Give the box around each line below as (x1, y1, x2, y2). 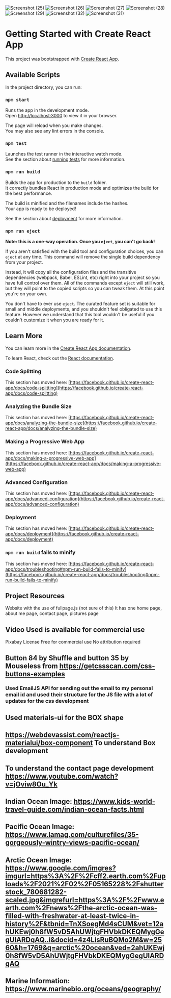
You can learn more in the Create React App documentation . (5, 345, 132, 351)
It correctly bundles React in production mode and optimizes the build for (5, 185, 159, 191)
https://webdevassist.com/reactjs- (5, 731, 120, 739)
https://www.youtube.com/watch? (5, 772, 119, 780)
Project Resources (5, 592, 65, 600)
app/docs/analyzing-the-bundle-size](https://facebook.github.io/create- (5, 420, 158, 426)
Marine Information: (5, 977, 70, 985)
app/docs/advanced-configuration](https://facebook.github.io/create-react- (5, 495, 165, 502)
